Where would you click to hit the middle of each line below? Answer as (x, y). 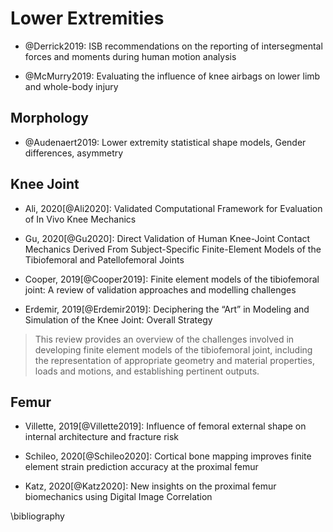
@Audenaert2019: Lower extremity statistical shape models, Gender (165, 142)
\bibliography (37, 516)
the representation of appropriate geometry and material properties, (174, 360)
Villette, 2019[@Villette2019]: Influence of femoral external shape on (165, 426)
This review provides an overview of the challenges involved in (164, 339)
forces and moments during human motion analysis (130, 56)
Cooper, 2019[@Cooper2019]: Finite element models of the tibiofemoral (172, 279)
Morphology (49, 118)
